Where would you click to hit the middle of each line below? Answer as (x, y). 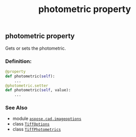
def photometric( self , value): (38, 90)
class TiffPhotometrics (37, 129)
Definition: (18, 61)
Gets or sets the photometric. (36, 48)
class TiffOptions (31, 124)
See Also (16, 108)
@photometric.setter (27, 86)
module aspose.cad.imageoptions (47, 118)
